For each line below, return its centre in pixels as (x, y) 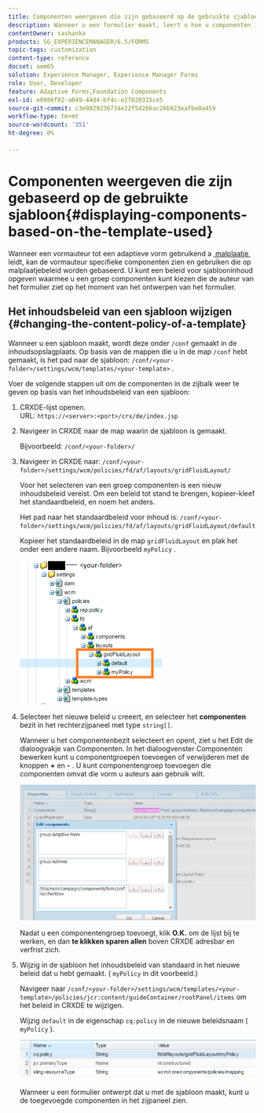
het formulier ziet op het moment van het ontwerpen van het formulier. (122, 287)
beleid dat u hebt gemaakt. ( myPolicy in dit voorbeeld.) (108, 973)
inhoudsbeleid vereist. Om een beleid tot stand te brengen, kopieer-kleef (137, 493)
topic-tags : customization (52, 50)
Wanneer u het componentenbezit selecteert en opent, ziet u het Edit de (136, 740)
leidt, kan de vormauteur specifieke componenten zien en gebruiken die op (130, 262)
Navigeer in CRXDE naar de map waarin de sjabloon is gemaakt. (123, 430)
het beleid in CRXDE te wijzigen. (71, 1005)
